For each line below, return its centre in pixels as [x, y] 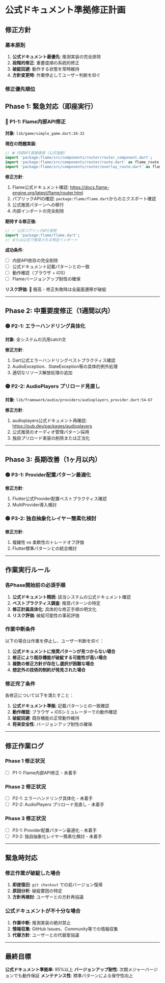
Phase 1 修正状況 [25, 761]
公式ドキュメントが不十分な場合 [43, 911]
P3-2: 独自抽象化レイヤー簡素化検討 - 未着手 [57, 836]
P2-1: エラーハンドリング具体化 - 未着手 [53, 798]
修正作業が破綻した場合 [33, 873]
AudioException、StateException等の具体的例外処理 [65, 366]
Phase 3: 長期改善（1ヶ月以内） [53, 460]
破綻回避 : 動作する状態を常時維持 [46, 69]
